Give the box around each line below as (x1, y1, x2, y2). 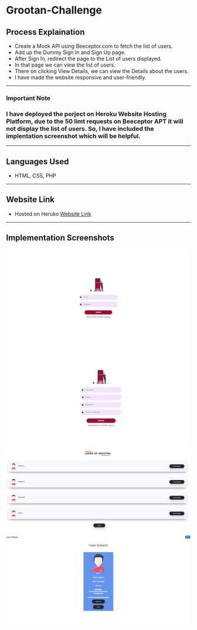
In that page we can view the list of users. (14, 61, 116, 68)
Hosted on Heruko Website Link (14, 210, 91, 217)
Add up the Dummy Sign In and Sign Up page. (14, 49, 126, 56)
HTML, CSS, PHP (14, 172, 57, 180)
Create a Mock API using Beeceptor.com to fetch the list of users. (14, 42, 173, 49)
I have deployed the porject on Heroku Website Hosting (6, 110, 167, 118)
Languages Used (6, 157, 69, 167)
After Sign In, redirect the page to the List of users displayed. (14, 55, 162, 62)
